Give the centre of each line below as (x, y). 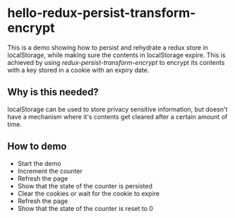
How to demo (37, 146)
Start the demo (39, 163)
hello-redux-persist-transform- (102, 13)
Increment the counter (50, 171)
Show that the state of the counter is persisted (85, 186)
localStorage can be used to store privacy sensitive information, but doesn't (117, 109)
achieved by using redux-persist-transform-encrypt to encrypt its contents (116, 62)
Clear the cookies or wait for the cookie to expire (89, 193)
